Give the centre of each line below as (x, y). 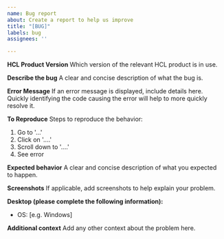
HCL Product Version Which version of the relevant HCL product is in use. (112, 65)
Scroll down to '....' (43, 147)
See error (31, 155)
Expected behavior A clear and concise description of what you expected (112, 168)
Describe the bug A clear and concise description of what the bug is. (105, 78)
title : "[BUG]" (29, 26)
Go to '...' (30, 133)
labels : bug (24, 33)
